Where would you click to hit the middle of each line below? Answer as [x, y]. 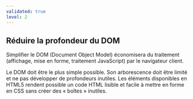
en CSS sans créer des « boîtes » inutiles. [56, 91]
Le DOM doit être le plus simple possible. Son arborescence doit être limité [97, 72]
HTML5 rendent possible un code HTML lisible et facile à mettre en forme [95, 85]
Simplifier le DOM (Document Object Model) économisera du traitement [93, 55]
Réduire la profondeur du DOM [63, 41]
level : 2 [17, 17]
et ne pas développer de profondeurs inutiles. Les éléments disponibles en [96, 78]
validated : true [26, 11]
